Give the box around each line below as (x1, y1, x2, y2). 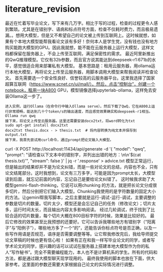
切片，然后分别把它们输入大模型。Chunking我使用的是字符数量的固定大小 (9, 188, 156, 194)
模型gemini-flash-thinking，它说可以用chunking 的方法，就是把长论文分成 (5, 182, 153, 188)
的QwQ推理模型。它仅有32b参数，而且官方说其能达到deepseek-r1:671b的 (5, 57, 152, 62)
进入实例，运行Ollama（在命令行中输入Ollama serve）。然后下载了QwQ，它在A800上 (5, 104, 152, 109)
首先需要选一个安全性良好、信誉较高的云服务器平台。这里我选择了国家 (14, 75, 155, 81)
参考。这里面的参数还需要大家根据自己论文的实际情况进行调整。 (9, 261, 137, 267)
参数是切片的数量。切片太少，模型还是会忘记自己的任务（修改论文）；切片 (5, 200, 152, 206)
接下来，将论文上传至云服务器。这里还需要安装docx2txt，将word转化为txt (5, 118, 135, 123)
